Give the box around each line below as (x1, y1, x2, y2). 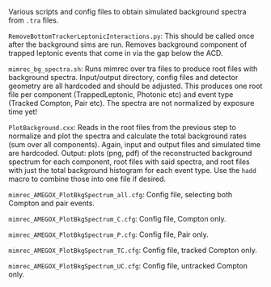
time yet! (8, 107, 38, 116)
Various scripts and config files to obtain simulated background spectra (8, 7, 247, 16)
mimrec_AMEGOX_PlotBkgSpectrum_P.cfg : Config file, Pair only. (8, 230, 209, 239)
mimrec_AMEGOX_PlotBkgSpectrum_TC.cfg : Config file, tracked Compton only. (8, 246, 257, 255)
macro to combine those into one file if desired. (8, 174, 167, 184)
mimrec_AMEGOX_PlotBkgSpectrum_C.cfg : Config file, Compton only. (8, 214, 227, 223)
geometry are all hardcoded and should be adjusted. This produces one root (8, 81, 263, 91)
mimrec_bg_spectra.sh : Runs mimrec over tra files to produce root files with (8, 64, 258, 74)
